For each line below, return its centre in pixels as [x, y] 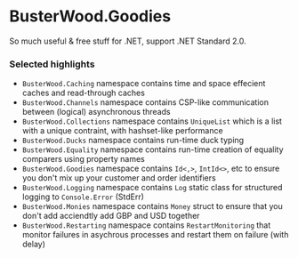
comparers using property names [83, 159]
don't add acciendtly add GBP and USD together [111, 216]
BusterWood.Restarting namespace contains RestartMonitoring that [146, 225]
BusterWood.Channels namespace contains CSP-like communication [145, 102]
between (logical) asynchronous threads [96, 112]
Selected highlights [52, 64]
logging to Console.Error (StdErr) [83, 197]
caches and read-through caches [83, 93]
